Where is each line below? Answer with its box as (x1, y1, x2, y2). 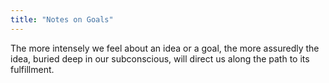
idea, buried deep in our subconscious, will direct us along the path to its (10, 52, 310, 65)
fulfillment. (10, 63, 55, 75)
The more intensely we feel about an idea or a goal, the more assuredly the (10, 42, 320, 54)
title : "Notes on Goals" (10, 14, 114, 25)
